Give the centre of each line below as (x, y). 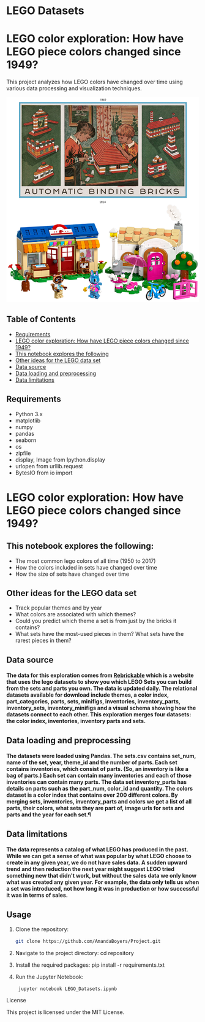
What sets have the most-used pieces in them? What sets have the (99, 634)
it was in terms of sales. (37, 895)
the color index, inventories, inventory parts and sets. (76, 721)
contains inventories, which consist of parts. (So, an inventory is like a (97, 769)
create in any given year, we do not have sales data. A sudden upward (97, 862)
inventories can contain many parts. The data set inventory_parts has (97, 782)
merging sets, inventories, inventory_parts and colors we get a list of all (99, 802)
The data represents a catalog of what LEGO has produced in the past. (97, 850)
